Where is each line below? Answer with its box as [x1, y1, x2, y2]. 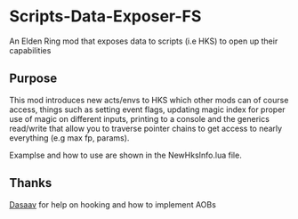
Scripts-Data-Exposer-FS [9, 6, 202, 27]
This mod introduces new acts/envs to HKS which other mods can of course [9, 94, 289, 105]
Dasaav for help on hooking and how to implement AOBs [9, 199, 216, 210]
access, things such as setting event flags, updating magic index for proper [9, 104, 286, 115]
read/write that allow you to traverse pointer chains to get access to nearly [9, 123, 283, 134]
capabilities [9, 45, 52, 55]
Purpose [9, 71, 58, 86]
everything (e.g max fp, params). [9, 132, 130, 143]
